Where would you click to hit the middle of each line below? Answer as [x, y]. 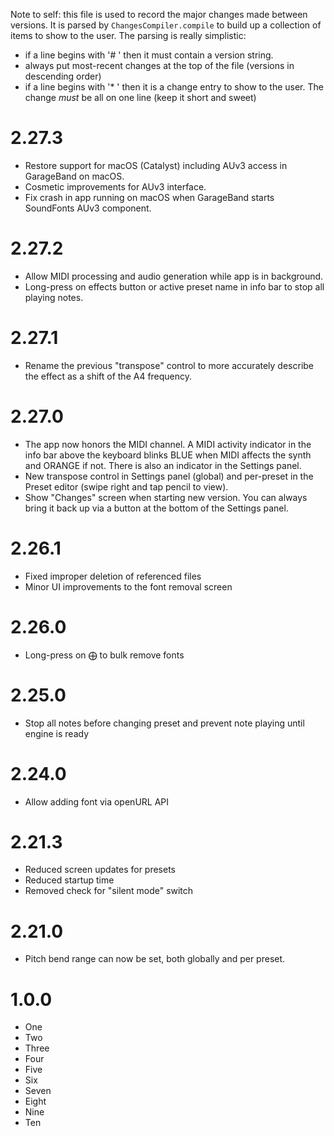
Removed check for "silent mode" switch [109, 891]
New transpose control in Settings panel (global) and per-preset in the [169, 476]
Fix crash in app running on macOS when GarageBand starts [149, 197]
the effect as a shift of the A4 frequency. [108, 376]
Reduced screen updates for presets [100, 870]
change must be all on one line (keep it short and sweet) [140, 97]
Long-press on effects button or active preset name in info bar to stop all [174, 286]
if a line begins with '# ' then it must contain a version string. [149, 55]
